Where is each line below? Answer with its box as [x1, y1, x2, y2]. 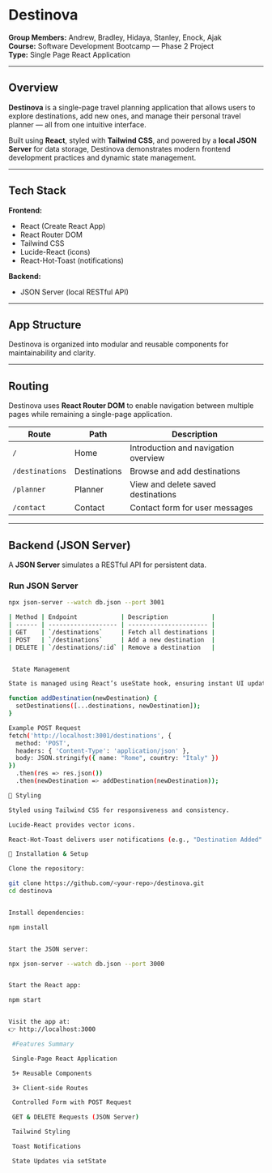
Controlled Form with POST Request [11, 1098, 132, 1106]
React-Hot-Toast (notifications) [19, 256, 124, 265]
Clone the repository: [8, 865, 85, 873]
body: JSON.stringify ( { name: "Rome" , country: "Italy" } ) [15, 754, 219, 763]
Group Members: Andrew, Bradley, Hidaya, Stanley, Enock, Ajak [8, 32, 223, 42]
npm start [8, 996, 42, 1004]
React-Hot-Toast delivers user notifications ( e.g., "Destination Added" [8, 836, 263, 844]
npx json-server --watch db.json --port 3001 [8, 599, 164, 607]
